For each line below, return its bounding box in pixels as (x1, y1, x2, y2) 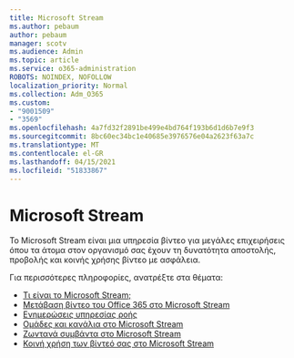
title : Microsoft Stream (9, 13, 104, 23)
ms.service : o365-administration (9, 65, 137, 74)
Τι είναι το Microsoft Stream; (22, 290, 132, 301)
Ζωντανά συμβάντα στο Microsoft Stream (22, 329, 182, 340)
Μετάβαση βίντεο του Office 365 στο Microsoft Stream (22, 300, 230, 311)
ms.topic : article (9, 56, 79, 65)
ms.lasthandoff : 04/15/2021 (9, 157, 117, 167)
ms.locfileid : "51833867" (9, 166, 107, 175)
